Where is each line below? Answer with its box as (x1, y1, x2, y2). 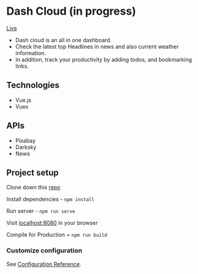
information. (15, 49, 46, 56)
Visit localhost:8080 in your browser (6, 219, 98, 227)
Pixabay (15, 136, 36, 144)
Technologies (6, 80, 60, 91)
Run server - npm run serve (6, 207, 75, 215)
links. (15, 62, 29, 70)
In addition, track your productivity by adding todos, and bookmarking (15, 56, 192, 63)
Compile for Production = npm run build (6, 231, 107, 239)
